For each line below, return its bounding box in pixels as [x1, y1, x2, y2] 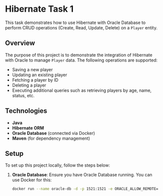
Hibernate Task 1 [5, 3, 74, 15]
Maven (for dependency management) [12, 135, 91, 141]
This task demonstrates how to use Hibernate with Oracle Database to [5, 20, 146, 25]
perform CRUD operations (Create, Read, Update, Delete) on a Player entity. [5, 24, 158, 30]
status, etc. [12, 92, 35, 98]
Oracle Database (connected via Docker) [12, 130, 95, 136]
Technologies [5, 107, 48, 115]
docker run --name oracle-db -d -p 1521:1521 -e [12, 187, 113, 192]
